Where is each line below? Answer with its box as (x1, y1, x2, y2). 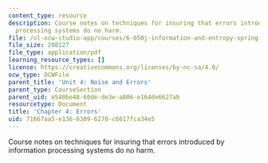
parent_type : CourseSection (8, 85, 102, 94)
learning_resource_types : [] (8, 56, 105, 64)
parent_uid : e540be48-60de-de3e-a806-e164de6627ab (8, 93, 180, 101)
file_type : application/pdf (8, 49, 102, 56)
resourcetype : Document (8, 100, 88, 108)
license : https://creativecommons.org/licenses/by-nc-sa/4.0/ (8, 64, 219, 72)
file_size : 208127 (8, 41, 69, 49)
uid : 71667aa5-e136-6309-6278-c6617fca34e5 (8, 115, 156, 123)
